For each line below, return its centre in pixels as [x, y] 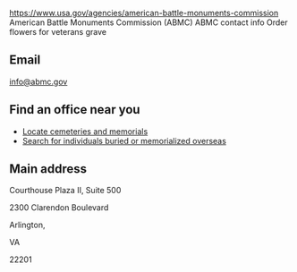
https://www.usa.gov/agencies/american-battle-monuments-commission [144, 13]
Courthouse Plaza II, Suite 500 [65, 191]
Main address [48, 169]
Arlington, [27, 225]
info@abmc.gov [38, 81]
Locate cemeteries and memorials [85, 131]
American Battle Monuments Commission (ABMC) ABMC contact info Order [148, 22]
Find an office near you [75, 110]
